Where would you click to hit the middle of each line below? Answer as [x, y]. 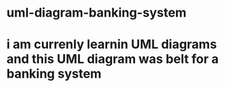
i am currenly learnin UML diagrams [112, 45]
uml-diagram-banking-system [96, 13]
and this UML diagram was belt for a [113, 59]
